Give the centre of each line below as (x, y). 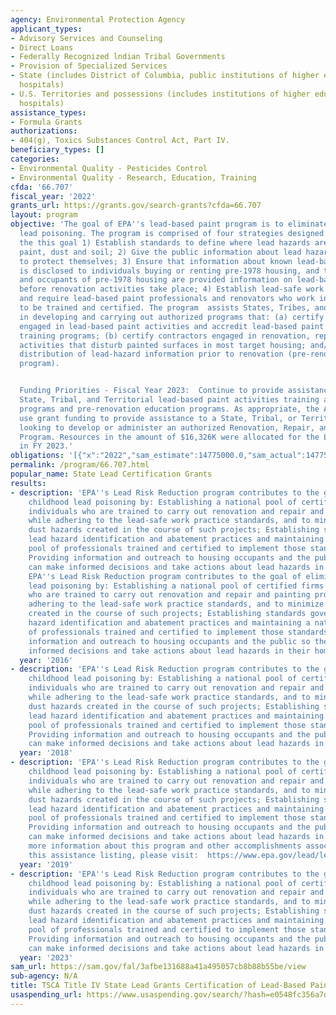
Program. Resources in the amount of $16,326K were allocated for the (169, 437)
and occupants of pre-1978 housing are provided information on (156, 280)
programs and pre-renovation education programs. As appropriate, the (169, 409)
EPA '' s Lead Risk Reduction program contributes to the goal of (165, 576)
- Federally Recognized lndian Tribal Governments (118, 57)
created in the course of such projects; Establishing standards (167, 614)
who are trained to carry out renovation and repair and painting (169, 595)
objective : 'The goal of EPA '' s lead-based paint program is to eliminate (169, 224)
